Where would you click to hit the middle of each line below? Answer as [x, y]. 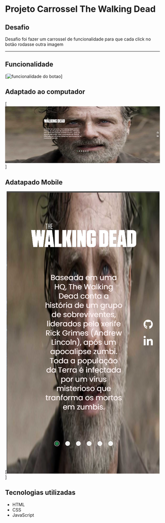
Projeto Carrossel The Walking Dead [81, 9]
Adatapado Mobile [34, 182]
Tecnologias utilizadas [40, 493]
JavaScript [23, 515]
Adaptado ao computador [45, 92]
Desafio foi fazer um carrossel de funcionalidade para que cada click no [78, 39]
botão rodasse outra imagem [34, 44]
